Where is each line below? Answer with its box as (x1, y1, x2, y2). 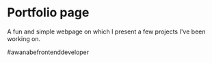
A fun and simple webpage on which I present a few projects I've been (7, 27, 206, 36)
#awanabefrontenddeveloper (7, 48, 90, 56)
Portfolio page (7, 5, 90, 21)
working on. (7, 34, 41, 42)
